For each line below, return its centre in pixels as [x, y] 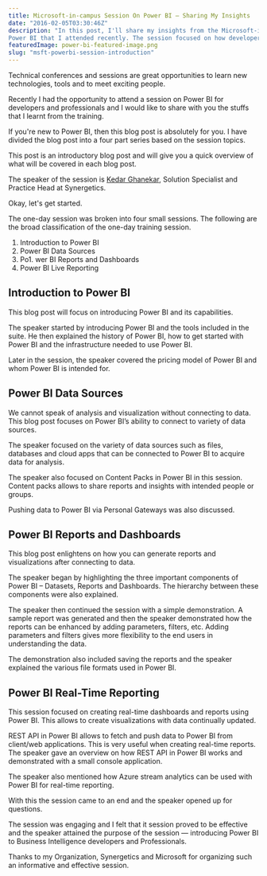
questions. [25, 809]
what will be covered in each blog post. [72, 164]
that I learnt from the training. [56, 116]
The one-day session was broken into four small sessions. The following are [133, 219]
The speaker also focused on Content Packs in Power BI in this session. [126, 477]
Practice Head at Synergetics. [57, 188]
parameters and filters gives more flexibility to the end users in [110, 635]
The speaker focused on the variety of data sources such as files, [116, 445]
